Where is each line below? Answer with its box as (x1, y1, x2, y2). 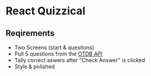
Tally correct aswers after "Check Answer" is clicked (14, 57, 146, 63)
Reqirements (5, 28, 55, 38)
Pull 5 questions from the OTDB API (14, 50, 103, 57)
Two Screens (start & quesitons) (14, 44, 94, 51)
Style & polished (14, 63, 55, 70)
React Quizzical (5, 4, 85, 18)
